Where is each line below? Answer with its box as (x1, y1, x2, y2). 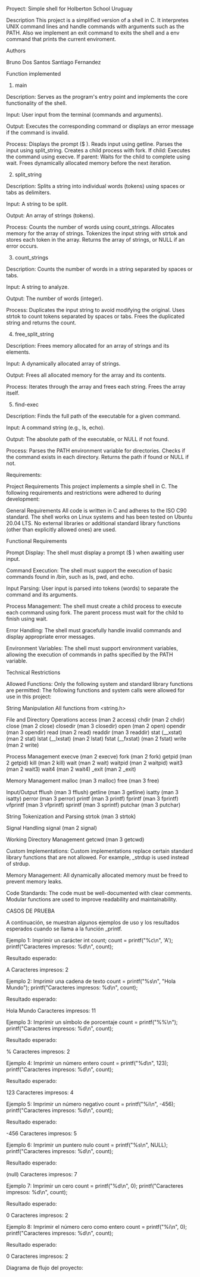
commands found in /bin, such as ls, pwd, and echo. (6, 573, 135, 580)
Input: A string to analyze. (6, 283, 70, 291)
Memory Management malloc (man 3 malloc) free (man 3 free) (6, 777, 160, 784)
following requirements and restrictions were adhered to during (6, 489, 161, 496)
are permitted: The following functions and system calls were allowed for (6, 687, 185, 694)
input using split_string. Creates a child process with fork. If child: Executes (6, 147, 190, 154)
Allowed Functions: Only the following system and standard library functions (6, 680, 193, 687)
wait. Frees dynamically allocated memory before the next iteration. (6, 160, 171, 166)
